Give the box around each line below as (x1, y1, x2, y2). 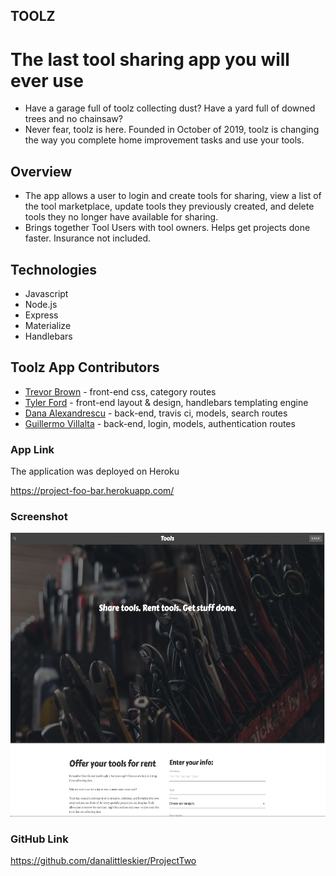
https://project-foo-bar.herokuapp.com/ (10, 485, 175, 497)
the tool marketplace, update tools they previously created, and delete (24, 200, 315, 213)
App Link (10, 442, 55, 456)
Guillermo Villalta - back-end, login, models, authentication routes (24, 417, 296, 429)
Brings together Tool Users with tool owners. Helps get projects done (24, 222, 311, 234)
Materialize (24, 319, 72, 331)
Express (24, 309, 59, 321)
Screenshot (10, 509, 68, 523)
